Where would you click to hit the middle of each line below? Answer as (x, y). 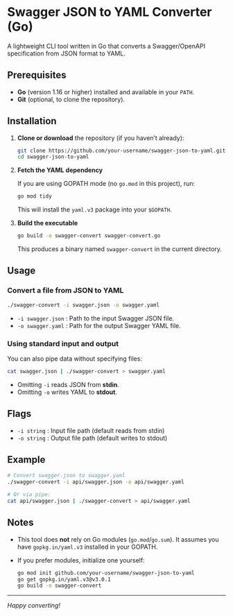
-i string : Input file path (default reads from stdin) (91, 430)
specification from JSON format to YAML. (67, 53)
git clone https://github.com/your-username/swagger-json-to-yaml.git (121, 151)
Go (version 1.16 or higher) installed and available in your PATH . (106, 92)
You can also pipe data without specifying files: (75, 359)
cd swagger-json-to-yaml (53, 157)
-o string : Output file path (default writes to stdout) (92, 438)
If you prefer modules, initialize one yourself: (81, 560)
